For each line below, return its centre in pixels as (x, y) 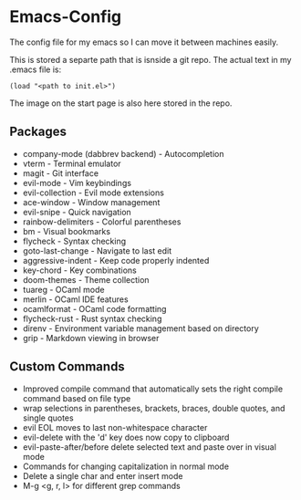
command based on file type (77, 398)
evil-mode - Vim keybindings (77, 182)
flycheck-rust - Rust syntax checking (92, 318)
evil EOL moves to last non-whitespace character (115, 427)
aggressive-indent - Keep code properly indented (116, 260)
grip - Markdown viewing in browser (91, 338)
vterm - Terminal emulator (72, 163)
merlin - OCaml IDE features (76, 299)
